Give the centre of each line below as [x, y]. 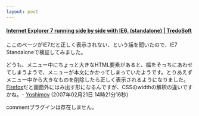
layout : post [22, 12]
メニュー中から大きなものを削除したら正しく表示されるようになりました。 [97, 79]
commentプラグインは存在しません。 [52, 107]
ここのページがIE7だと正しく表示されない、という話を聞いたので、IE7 [92, 45]
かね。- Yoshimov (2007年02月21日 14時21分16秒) [67, 94]
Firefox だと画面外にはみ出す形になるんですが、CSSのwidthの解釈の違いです [99, 87]
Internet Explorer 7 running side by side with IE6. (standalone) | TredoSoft [99, 31]
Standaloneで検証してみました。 [46, 52]
